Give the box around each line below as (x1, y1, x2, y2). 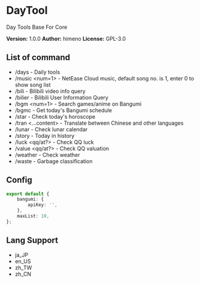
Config (6, 175, 32, 185)
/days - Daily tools (14, 68, 60, 76)
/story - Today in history (14, 132, 75, 139)
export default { (6, 191, 50, 197)
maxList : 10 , (17, 213, 50, 219)
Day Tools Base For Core (6, 23, 68, 31)
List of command (6, 52, 71, 63)
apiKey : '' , (28, 202, 58, 208)
